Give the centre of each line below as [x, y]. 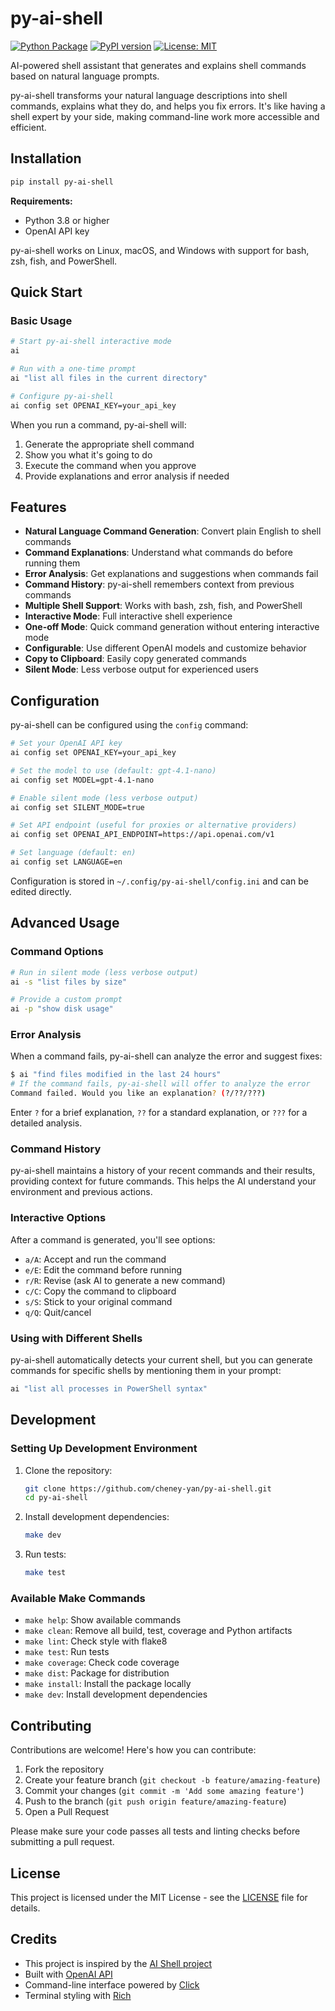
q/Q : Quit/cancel [58, 1312]
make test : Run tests [67, 1652]
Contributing [51, 1725]
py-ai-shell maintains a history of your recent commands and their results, [163, 1171]
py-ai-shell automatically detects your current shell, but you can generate [161, 1359]
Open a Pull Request [67, 1812]
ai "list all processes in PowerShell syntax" [109, 1388]
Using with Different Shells [76, 1338]
